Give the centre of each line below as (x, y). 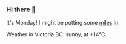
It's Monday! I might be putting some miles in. (63, 23)
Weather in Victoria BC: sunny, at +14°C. (57, 34)
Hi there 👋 (21, 10)
